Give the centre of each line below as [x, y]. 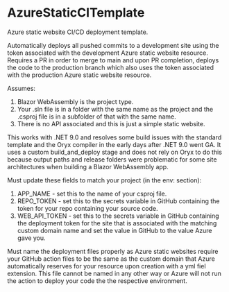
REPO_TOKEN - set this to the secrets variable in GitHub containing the [118, 201]
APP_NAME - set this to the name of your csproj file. [92, 194]
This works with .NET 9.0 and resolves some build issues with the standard [114, 137]
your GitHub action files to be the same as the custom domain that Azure [111, 259]
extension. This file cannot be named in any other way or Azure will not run [114, 273]
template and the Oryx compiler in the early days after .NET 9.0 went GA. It [114, 144]
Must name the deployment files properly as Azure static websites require [113, 251]
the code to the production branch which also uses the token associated [110, 67]
